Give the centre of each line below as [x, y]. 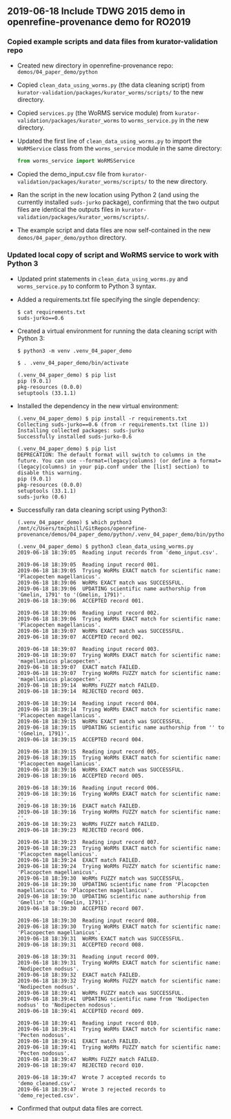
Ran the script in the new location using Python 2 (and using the [108, 194]
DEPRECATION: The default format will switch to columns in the [111, 454]
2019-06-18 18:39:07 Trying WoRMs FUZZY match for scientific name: [119, 673]
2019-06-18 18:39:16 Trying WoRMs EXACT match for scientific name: [119, 794]
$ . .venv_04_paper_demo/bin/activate [73, 363]
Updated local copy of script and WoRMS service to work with [113, 255]
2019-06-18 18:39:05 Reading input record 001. [88, 565]
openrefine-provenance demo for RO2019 [99, 22]
